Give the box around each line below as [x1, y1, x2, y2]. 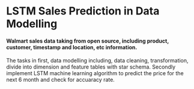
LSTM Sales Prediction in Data [6, 4, 160, 18]
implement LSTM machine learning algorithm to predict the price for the [6, 70, 184, 77]
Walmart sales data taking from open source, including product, [6, 37, 169, 44]
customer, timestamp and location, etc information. [6, 43, 138, 51]
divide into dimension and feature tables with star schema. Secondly [6, 63, 176, 70]
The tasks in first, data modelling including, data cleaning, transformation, [6, 57, 189, 64]
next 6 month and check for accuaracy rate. [6, 76, 115, 84]
